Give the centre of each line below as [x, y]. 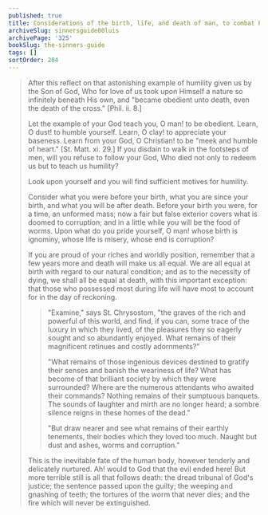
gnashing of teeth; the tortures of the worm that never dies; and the [138, 494]
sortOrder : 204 [33, 61]
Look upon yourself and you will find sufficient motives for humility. [138, 181]
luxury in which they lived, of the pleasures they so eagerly [144, 329]
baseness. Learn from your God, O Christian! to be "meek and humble [142, 140]
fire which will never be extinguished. [89, 502]
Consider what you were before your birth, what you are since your [138, 197]
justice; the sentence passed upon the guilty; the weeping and [130, 486]
